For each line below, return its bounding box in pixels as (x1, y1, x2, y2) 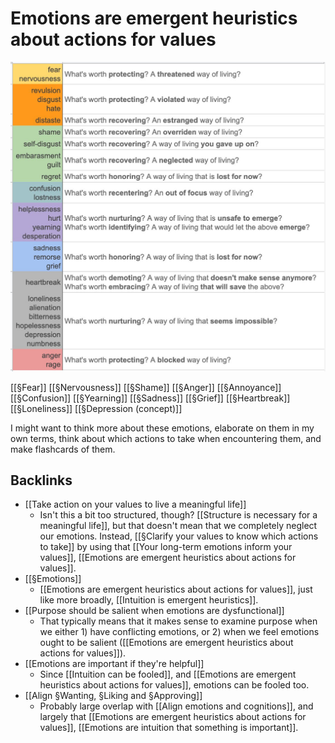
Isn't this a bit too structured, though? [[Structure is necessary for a (39, 509, 318, 521)
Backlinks (10, 472, 73, 489)
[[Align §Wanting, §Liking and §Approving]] (24, 690, 203, 702)
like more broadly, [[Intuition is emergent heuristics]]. (39, 594, 259, 606)
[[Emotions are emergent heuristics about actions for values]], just (39, 583, 313, 596)
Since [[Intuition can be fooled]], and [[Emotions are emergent (39, 668, 297, 681)
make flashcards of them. (10, 443, 116, 455)
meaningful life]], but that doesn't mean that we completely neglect (39, 520, 318, 532)
